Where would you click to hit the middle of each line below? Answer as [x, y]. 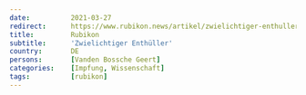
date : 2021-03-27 [61, 18]
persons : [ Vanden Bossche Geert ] [85, 60]
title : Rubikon [55, 34]
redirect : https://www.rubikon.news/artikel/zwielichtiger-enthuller [154, 26]
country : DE [44, 52]
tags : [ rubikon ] [58, 77]
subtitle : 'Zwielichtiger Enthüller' [91, 43]
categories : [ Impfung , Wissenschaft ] [87, 69]
